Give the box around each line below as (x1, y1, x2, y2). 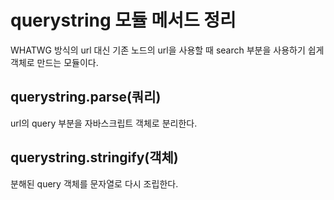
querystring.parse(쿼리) (10, 89, 162, 106)
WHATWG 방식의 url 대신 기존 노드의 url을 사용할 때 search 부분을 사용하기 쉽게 (10, 44, 325, 56)
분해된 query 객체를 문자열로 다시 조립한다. (10, 177, 179, 190)
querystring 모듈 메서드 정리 (10, 9, 237, 32)
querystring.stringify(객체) (10, 149, 179, 166)
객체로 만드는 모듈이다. (10, 56, 99, 68)
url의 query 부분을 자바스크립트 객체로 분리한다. (10, 117, 198, 129)
